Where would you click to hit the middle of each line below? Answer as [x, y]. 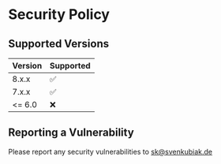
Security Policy [59, 15]
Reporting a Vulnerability [71, 133]
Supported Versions [58, 44]
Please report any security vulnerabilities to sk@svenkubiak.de [110, 151]
